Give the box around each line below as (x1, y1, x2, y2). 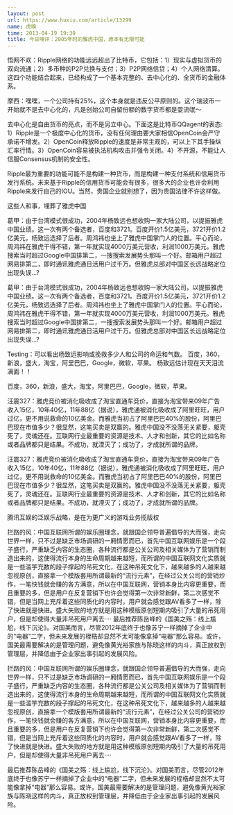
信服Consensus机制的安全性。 (7, 155, 94, 163)
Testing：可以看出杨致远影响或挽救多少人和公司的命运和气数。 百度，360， (7, 350, 224, 358)
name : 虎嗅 (7, 23, 37, 30)
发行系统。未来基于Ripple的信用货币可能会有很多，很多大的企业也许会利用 (7, 178, 220, 187)
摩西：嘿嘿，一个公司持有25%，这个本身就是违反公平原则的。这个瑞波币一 (7, 96, 221, 105)
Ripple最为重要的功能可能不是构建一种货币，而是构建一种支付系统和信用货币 (7, 169, 226, 178)
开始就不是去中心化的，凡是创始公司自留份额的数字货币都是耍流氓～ (7, 106, 202, 114)
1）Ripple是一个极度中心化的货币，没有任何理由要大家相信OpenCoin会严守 (7, 129, 221, 137)
